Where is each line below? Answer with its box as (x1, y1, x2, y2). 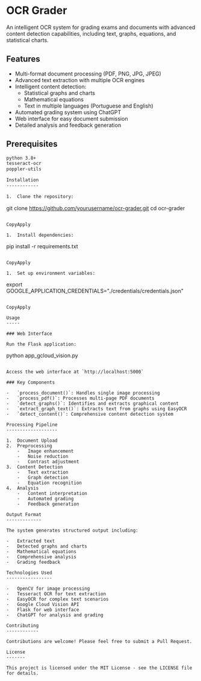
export (6, 280, 23, 288)
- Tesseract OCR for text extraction (6, 590, 107, 597)
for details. (6, 670, 39, 676)
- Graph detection (17, 474, 69, 480)
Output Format (6, 511, 42, 517)
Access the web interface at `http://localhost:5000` (6, 369, 144, 375)
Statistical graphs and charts (23, 89, 95, 97)
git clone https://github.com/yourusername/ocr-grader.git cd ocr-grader (6, 204, 185, 211)
